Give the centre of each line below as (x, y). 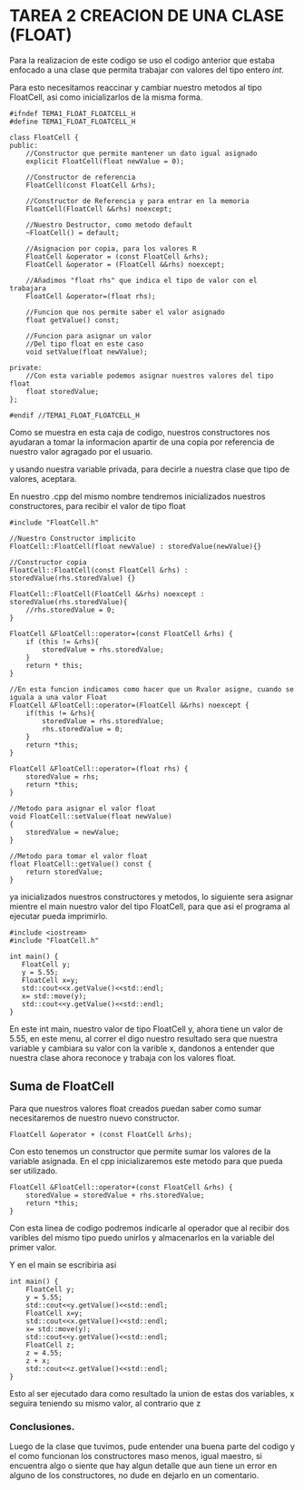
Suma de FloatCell (62, 1087)
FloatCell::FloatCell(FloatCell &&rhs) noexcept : (107, 594)
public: (24, 145)
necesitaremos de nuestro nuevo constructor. (94, 1118)
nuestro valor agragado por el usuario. (81, 451)
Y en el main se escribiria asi (63, 1265)
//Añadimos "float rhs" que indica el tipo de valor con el (142, 280)
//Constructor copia (49, 562)
